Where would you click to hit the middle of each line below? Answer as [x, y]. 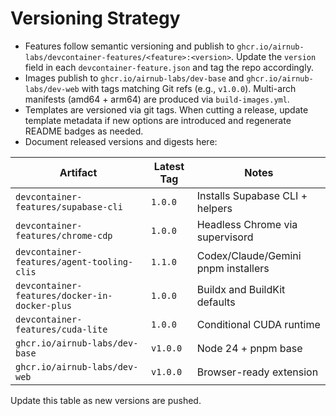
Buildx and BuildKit [241, 289]
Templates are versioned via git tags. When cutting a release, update [166, 109]
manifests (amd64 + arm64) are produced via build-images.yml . [157, 99]
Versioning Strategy [95, 18]
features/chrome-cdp [64, 235]
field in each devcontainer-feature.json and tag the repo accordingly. [169, 67]
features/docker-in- [64, 295]
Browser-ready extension [257, 372]
